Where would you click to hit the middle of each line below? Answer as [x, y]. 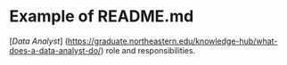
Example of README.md [102, 16]
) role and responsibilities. [148, 50]
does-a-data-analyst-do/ [55, 50]
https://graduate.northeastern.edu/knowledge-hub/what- [172, 41]
